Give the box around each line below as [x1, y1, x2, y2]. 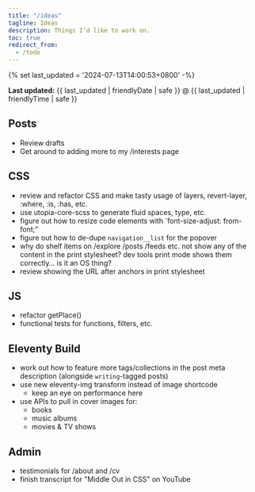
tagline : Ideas [8, 19, 59, 27]
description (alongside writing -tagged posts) [19, 371, 169, 381]
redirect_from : [8, 41, 59, 49]
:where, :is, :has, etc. [19, 199, 88, 209]
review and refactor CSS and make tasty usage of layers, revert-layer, [19, 190, 248, 200]
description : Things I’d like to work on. [8, 26, 150, 34]
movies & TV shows [31, 422, 97, 432]
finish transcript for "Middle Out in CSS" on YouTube [19, 475, 192, 484]
